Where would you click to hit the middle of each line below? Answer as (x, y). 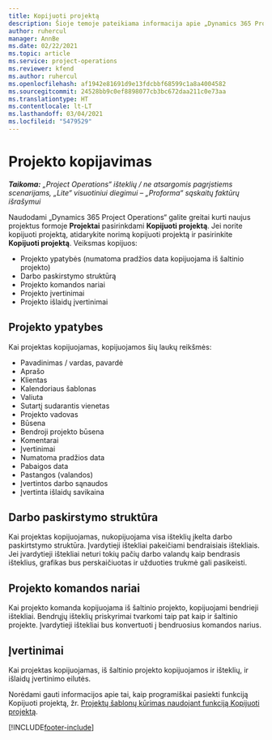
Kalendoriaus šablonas (58, 388)
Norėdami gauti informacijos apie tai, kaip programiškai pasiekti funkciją (128, 695)
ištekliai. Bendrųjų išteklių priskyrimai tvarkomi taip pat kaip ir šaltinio (123, 617)
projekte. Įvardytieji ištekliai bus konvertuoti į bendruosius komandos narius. (135, 625)
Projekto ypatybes (56, 327)
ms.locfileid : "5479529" (50, 122)
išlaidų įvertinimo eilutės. (50, 679)
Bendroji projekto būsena (62, 432)
